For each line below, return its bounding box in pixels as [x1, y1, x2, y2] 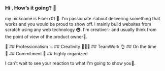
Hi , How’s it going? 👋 [5, 4, 57, 11]
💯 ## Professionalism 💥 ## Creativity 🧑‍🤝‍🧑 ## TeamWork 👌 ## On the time [5, 44, 157, 50]
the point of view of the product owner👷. [5, 34, 88, 40]
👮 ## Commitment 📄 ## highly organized [5, 51, 88, 57]
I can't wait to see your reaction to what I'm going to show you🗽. [5, 60, 136, 66]
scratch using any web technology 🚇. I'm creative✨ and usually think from [5, 27, 157, 33]
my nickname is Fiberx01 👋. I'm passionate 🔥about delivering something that [5, 16, 160, 22]
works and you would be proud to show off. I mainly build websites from [5, 21, 151, 27]
